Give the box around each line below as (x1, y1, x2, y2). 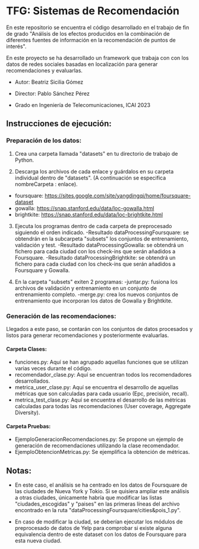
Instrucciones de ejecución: (6, 119, 112, 129)
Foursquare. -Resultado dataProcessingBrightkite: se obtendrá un (14, 254, 176, 261)
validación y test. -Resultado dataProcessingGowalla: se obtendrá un (14, 241, 184, 248)
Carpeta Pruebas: (6, 422, 51, 430)
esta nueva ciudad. (14, 537, 62, 544)
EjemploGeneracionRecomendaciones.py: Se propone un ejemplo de (14, 436, 184, 443)
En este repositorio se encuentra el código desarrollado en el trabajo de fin (6, 24, 189, 31)
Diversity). (14, 409, 40, 417)
